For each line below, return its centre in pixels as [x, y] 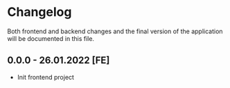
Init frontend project [46, 77]
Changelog [39, 12]
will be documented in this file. [51, 38]
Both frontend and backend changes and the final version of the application [115, 31]
